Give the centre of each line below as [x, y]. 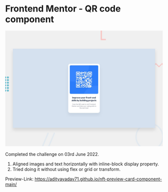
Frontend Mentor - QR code [63, 9]
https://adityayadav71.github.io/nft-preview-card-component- [98, 179]
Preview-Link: [19, 179]
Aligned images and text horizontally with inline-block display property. [85, 164]
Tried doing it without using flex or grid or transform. [66, 169]
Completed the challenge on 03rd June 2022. [52, 154]
